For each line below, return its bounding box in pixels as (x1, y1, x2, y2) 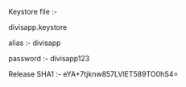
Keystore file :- (8, 7, 58, 16)
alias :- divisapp (8, 38, 61, 48)
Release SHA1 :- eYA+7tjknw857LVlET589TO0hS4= (8, 69, 179, 79)
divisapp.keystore (8, 23, 68, 31)
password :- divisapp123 (8, 54, 90, 63)
